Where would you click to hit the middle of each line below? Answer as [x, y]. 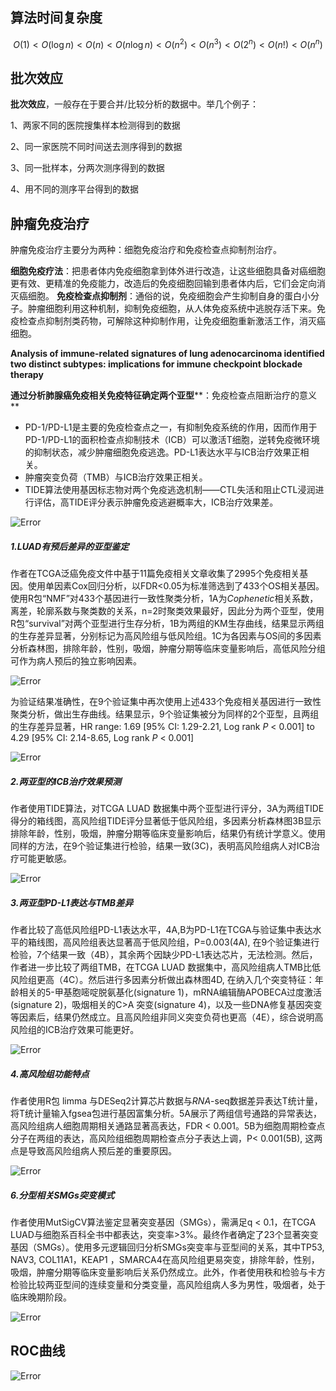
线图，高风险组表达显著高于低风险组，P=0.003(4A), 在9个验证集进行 [178, 942]
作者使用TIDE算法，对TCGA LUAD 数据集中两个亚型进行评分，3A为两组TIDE [167, 809]
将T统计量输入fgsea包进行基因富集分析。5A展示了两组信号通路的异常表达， [166, 1113]
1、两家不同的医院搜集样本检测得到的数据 [95, 125]
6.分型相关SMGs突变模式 [62, 1195]
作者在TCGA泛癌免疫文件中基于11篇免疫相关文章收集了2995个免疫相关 [155, 574]
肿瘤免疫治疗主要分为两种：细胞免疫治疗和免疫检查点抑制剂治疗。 [146, 250]
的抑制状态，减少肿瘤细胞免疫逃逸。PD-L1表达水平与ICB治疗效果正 [162, 452]
